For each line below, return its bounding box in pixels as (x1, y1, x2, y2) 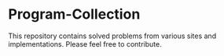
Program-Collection (8, 5, 141, 23)
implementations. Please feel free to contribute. (8, 39, 163, 48)
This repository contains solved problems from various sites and (8, 31, 217, 40)
